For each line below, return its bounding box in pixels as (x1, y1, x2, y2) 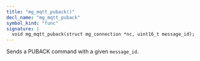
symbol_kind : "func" (6, 20, 59, 26)
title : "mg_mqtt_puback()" (6, 8, 75, 15)
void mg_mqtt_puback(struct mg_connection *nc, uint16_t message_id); (12, 31, 195, 37)
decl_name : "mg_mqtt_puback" (6, 14, 80, 21)
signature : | (6, 25, 40, 32)
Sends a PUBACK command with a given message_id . (6, 48, 139, 55)
